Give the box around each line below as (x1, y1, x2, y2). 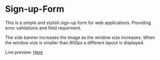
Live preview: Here (5, 49, 43, 55)
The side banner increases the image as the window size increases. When (5, 34, 156, 40)
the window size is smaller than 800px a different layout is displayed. (5, 39, 145, 45)
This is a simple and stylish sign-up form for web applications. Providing (5, 20, 151, 26)
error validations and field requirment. (5, 25, 82, 30)
